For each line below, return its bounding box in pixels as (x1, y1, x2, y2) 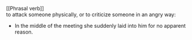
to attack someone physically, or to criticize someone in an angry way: (6, 11, 176, 18)
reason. (14, 28, 33, 35)
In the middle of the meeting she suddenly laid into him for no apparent (14, 23, 186, 29)
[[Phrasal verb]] (6, 5, 44, 12)
